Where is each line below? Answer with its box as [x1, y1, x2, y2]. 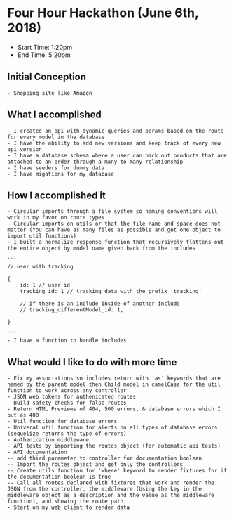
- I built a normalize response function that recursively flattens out [7, 239, 224, 246]
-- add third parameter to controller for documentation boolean [7, 455, 202, 462]
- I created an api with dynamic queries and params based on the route [7, 127, 224, 134]
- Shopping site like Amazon [7, 89, 92, 96]
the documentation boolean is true [7, 473, 111, 481]
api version [7, 145, 42, 153]
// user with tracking [7, 264, 74, 271]
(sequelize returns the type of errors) [7, 430, 128, 437]
